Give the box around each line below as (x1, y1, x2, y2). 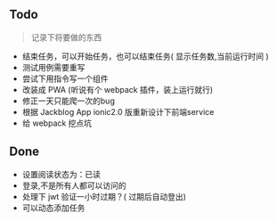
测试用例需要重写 (21, 61, 86, 72)
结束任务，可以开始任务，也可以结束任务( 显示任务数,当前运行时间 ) (21, 51, 269, 61)
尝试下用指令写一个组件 (21, 73, 109, 84)
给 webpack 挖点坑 (21, 118, 92, 128)
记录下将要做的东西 (30, 31, 102, 43)
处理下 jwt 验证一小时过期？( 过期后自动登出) (21, 191, 187, 201)
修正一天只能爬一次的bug (21, 95, 116, 106)
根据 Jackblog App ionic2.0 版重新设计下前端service (21, 106, 215, 117)
